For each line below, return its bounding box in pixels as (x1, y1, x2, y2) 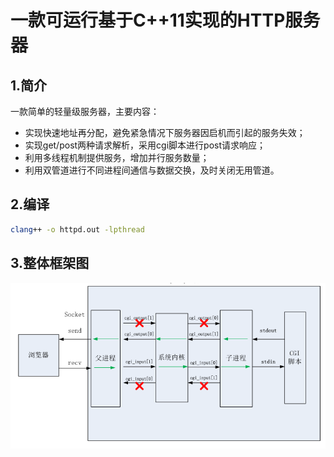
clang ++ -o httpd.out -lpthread (10, 224, 145, 235)
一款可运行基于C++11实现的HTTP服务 (10, 9, 321, 32)
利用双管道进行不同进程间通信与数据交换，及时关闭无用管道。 (24, 164, 280, 176)
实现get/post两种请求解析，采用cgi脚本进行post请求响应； (24, 139, 267, 151)
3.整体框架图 (10, 255, 90, 272)
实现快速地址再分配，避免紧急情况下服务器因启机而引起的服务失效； (24, 127, 306, 138)
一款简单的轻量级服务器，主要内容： (10, 106, 160, 117)
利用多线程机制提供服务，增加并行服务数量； (24, 152, 210, 163)
